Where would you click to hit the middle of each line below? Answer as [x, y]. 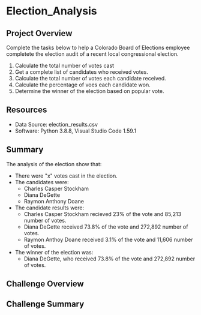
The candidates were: [42, 182]
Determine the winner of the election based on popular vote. [89, 91]
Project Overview [39, 33]
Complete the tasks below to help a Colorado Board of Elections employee [98, 47]
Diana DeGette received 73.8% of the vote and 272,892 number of [106, 227]
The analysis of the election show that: [54, 164]
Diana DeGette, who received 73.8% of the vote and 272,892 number [109, 259]
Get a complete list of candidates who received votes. [81, 72]
